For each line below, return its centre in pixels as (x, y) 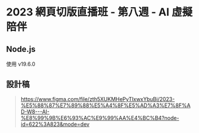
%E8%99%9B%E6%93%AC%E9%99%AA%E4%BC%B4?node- (100, 118)
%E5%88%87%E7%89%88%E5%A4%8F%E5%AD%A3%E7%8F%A (105, 105)
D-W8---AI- (35, 111)
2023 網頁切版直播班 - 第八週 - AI (88, 12)
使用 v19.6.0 (21, 64)
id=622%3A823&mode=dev (55, 124)
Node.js (21, 49)
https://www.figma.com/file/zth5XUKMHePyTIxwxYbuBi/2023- (98, 99)
